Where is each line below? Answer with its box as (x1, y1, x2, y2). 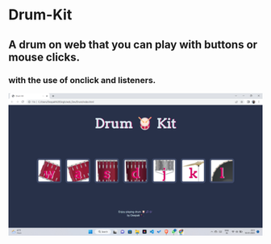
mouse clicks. (8, 50, 81, 64)
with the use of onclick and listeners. (8, 74, 156, 85)
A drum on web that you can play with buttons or (8, 38, 258, 52)
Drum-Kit (8, 6, 73, 24)
